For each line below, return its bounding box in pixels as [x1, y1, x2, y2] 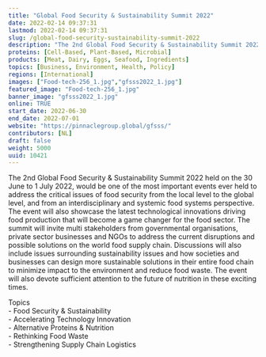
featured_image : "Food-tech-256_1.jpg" [8, 85, 140, 93]
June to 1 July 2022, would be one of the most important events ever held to [8, 181, 257, 191]
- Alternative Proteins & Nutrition [8, 323, 115, 332]
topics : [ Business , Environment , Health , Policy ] [8, 63, 176, 71]
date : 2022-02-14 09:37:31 [8, 19, 97, 27]
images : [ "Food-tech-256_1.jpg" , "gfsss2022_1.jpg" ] [8, 78, 182, 85]
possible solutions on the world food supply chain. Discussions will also [8, 241, 242, 250]
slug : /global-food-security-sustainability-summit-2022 [8, 33, 200, 42]
